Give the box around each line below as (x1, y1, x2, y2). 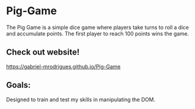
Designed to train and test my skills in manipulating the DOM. (6, 96, 156, 103)
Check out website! (6, 47, 80, 57)
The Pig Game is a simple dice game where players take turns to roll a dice (6, 24, 189, 31)
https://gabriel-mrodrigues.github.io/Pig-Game (6, 63, 121, 70)
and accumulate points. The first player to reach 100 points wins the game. (6, 30, 189, 37)
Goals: (6, 80, 31, 90)
